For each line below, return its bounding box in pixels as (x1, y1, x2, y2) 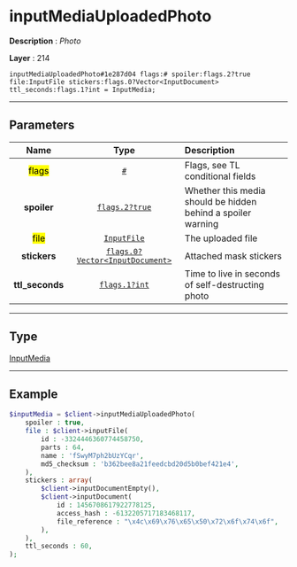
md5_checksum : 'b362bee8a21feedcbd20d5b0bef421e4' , (41, 459, 240, 469)
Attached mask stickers (184, 250, 283, 262)
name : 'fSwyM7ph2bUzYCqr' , (41, 451, 144, 460)
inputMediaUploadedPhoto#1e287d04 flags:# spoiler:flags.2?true (9, 69, 251, 79)
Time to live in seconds (184, 268, 281, 280)
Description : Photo (9, 35, 81, 46)
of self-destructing (184, 278, 265, 291)
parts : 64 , (41, 443, 86, 452)
